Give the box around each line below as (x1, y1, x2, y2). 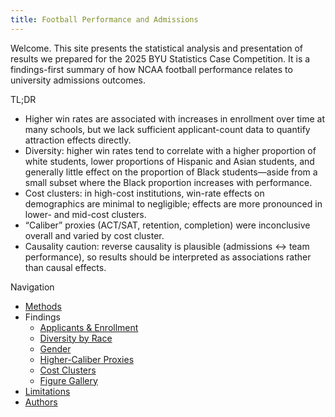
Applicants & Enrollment (39, 321, 139, 333)
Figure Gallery (39, 374, 98, 386)
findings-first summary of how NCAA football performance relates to (10, 63, 293, 75)
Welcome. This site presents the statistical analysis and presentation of (10, 42, 303, 54)
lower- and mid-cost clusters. (24, 208, 147, 220)
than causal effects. (24, 261, 107, 273)
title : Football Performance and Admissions (10, 14, 199, 25)
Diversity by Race (39, 332, 113, 344)
